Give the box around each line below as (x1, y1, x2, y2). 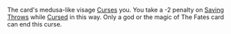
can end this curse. (7, 20, 62, 28)
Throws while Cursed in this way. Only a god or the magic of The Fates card (7, 13, 224, 21)
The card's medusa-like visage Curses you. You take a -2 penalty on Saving (7, 6, 224, 14)
